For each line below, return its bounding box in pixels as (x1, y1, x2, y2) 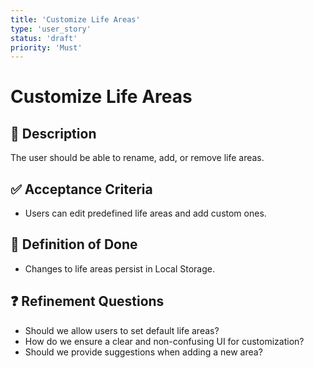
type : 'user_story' (10, 24, 92, 34)
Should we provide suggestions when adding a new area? (24, 346, 263, 358)
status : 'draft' (10, 33, 78, 43)
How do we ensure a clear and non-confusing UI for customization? (24, 335, 305, 347)
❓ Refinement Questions (10, 293, 165, 310)
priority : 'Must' (10, 42, 83, 53)
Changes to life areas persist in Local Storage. (24, 262, 215, 275)
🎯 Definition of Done (10, 236, 138, 253)
